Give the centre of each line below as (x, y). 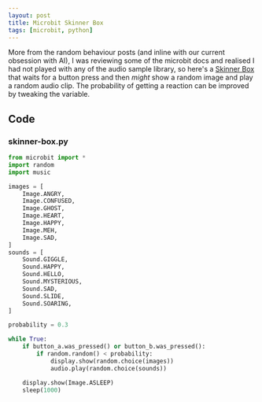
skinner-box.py (38, 141)
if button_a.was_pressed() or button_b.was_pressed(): (114, 347)
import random (31, 165)
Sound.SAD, (40, 289)
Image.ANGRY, (44, 194)
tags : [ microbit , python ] (50, 30)
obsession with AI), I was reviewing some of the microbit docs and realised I (131, 61)
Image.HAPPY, (44, 223)
